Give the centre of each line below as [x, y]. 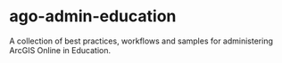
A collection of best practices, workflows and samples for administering [141, 41]
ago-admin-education [93, 16]
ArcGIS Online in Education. [60, 50]
